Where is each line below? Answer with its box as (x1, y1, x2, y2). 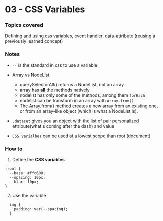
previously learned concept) (5, 38, 63, 44)
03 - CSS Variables (5, 4, 85, 15)
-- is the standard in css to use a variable (12, 62, 97, 68)
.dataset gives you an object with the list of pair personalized (12, 118, 139, 124)
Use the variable (12, 193, 46, 199)
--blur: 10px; (9, 179, 39, 185)
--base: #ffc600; (9, 171, 46, 176)
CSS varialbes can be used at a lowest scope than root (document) (12, 133, 151, 139)
